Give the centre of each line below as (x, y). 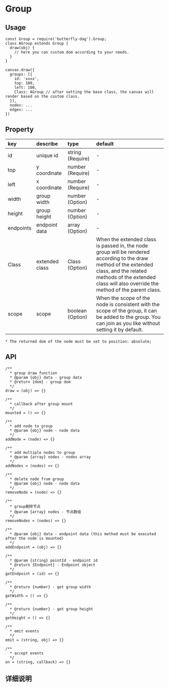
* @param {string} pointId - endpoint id (54, 560)
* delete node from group (37, 479)
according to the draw (122, 258)
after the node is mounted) (35, 538)
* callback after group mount (41, 404)
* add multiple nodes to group (43, 452)
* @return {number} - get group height (52, 609)
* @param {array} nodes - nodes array (51, 457)
